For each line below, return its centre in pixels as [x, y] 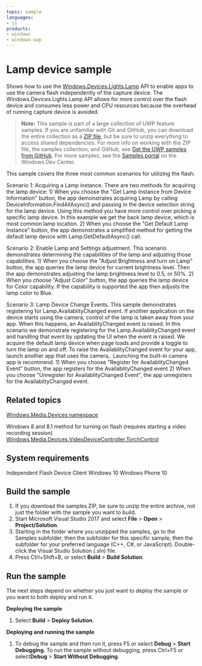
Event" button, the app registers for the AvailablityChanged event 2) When [99, 369]
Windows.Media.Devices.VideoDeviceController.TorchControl [82, 439]
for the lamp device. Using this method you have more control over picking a [101, 211]
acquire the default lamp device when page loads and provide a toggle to [97, 343]
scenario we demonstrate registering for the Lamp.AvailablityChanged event [101, 330]
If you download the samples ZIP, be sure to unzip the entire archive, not [105, 506]
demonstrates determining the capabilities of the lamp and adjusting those [99, 254]
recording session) [30, 433]
